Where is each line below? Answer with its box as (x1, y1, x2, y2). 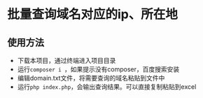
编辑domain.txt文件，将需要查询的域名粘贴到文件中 (17, 74, 165, 82)
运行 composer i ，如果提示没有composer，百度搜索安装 (17, 65, 180, 73)
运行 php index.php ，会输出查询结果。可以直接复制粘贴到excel (17, 83, 197, 91)
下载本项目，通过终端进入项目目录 (17, 57, 116, 64)
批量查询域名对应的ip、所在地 (7, 6, 178, 22)
